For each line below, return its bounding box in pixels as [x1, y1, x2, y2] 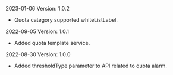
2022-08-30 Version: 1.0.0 [5, 51, 71, 58]
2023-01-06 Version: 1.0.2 [5, 5, 70, 12]
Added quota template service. [14, 40, 90, 46]
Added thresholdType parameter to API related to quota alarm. [14, 62, 168, 69]
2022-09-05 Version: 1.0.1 [5, 28, 70, 35]
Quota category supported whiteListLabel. [14, 17, 118, 23]
